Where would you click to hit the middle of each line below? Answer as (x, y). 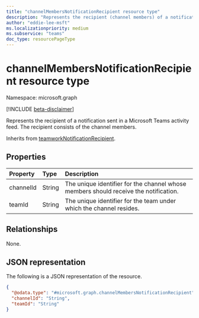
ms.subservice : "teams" (36, 34)
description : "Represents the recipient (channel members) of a (87, 17)
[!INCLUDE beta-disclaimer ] (40, 109)
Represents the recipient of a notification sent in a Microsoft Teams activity (98, 120)
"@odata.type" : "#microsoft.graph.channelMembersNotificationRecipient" (103, 293)
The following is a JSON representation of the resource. (74, 276)
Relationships (32, 229)
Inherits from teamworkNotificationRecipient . (61, 138)
